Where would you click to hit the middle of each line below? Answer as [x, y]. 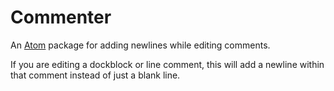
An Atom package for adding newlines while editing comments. [140, 45]
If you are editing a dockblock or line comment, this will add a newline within [167, 64]
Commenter [61, 17]
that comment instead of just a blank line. [95, 75]
